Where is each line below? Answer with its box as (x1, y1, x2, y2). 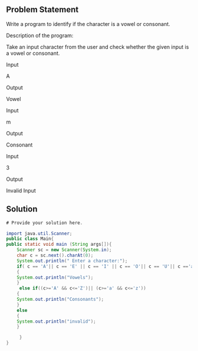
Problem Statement (6, 5, 79, 15)
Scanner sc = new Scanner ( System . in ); (16, 247, 112, 253)
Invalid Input (6, 187, 37, 194)
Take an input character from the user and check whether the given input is (6, 43, 189, 50)
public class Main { (6, 236, 54, 242)
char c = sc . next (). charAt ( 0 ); (16, 252, 94, 258)
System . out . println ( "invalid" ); (16, 318, 96, 324)
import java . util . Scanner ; (6, 230, 72, 236)
